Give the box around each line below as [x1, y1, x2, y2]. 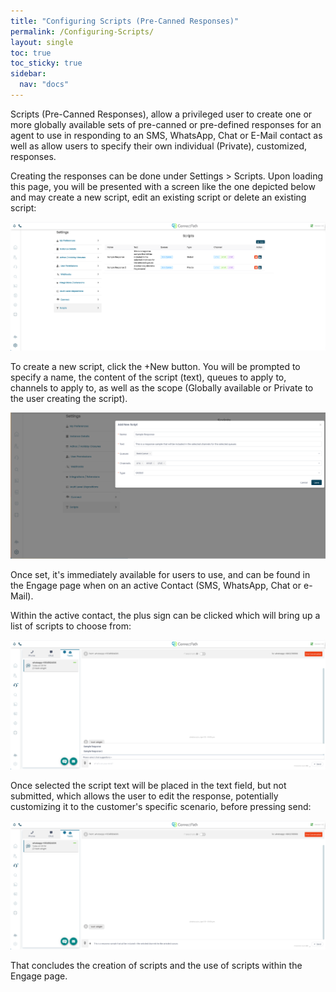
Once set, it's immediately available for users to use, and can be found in [10, 569, 311, 581]
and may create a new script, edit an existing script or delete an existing [10, 191, 307, 203]
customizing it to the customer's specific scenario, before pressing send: [10, 800, 312, 812]
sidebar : [10, 69, 47, 79]
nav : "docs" [19, 80, 70, 90]
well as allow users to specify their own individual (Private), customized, [10, 140, 307, 152]
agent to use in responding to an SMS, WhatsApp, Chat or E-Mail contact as [10, 129, 323, 141]
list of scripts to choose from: [10, 620, 132, 632]
